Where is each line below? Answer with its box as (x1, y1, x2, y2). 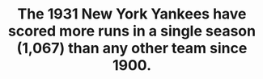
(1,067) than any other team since (16, 39, 248, 57)
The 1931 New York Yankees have (17, 5, 247, 23)
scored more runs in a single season (7, 22, 257, 40)
